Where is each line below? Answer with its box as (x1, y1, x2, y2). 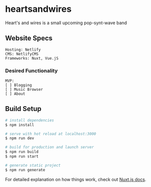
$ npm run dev (5, 136, 35, 141)
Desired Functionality (5, 67, 58, 74)
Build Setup (5, 105, 42, 113)
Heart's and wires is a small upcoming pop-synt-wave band (5, 20, 127, 26)
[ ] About (5, 91, 26, 97)
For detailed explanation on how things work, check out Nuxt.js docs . (5, 176, 147, 182)
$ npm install (5, 122, 35, 127)
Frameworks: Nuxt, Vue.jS (5, 56, 58, 61)
